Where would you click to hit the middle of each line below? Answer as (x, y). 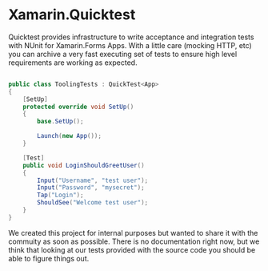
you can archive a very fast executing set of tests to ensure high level (123, 54)
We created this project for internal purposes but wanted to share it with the (133, 233)
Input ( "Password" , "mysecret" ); (91, 188)
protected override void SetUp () (78, 107)
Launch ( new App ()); (70, 136)
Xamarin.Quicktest (72, 15)
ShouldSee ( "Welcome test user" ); (93, 203)
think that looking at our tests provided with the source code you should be (132, 249)
